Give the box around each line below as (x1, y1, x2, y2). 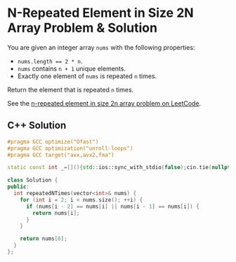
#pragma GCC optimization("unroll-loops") (7, 144, 133, 152)
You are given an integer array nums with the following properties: (7, 43, 195, 51)
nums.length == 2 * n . (17, 56, 83, 65)
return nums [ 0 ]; (20, 235, 68, 242)
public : (7, 183, 30, 191)
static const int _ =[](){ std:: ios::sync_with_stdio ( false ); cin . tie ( (7, 164, 212, 171)
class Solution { (7, 177, 58, 184)
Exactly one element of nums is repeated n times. (17, 72, 157, 80)
